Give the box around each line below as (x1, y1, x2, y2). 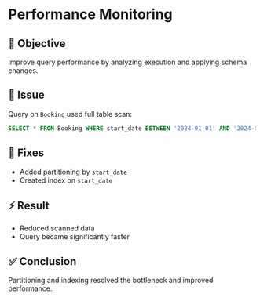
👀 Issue (8, 89, 45, 102)
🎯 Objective (8, 37, 66, 50)
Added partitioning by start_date (19, 167, 127, 176)
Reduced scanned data (19, 223, 95, 233)
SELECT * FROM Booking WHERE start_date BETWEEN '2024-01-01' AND (8, 124, 230, 132)
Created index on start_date (19, 175, 113, 185)
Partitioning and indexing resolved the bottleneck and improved (8, 276, 214, 285)
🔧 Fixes (8, 147, 45, 160)
